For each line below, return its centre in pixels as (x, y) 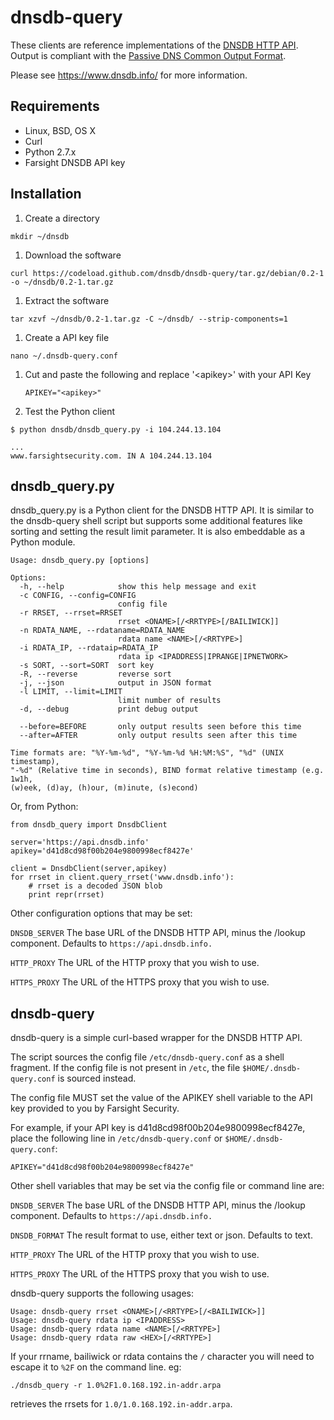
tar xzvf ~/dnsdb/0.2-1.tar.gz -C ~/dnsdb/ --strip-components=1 (149, 319)
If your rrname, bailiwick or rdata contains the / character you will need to (162, 1357)
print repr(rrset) (66, 895)
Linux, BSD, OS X (60, 130)
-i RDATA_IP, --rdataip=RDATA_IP (89, 648)
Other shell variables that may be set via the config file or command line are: (167, 1186)
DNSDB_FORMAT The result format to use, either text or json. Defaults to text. (161, 1235)
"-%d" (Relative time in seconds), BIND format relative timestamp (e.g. (167, 771)
